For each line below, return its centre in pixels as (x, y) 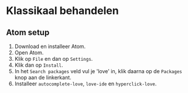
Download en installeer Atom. (50, 46)
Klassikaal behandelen (62, 11)
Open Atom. (29, 53)
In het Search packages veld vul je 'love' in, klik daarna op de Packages (98, 71)
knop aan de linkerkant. (43, 77)
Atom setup (28, 32)
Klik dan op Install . (39, 65)
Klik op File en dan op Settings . (54, 59)
